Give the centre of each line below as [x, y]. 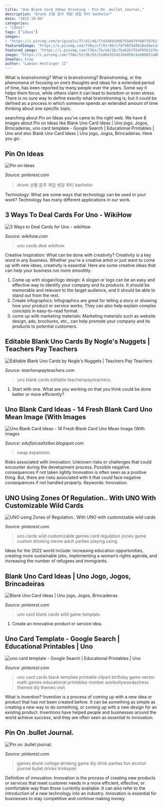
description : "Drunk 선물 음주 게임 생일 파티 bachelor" [59, 14]
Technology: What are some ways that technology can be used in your [76, 194]
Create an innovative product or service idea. [57, 624]
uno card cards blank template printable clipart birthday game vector [86, 677]
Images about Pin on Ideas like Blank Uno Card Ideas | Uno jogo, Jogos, [77, 123]
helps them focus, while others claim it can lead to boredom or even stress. [80, 93]
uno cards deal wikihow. [41, 245]
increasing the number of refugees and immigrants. [57, 561]
